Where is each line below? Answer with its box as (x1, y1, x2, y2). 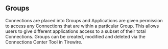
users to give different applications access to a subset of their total (5, 28, 146, 34)
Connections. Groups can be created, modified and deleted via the (5, 33, 146, 39)
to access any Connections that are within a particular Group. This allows (5, 23, 159, 29)
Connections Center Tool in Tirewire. (5, 39, 83, 45)
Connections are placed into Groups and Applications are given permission (5, 17, 163, 23)
